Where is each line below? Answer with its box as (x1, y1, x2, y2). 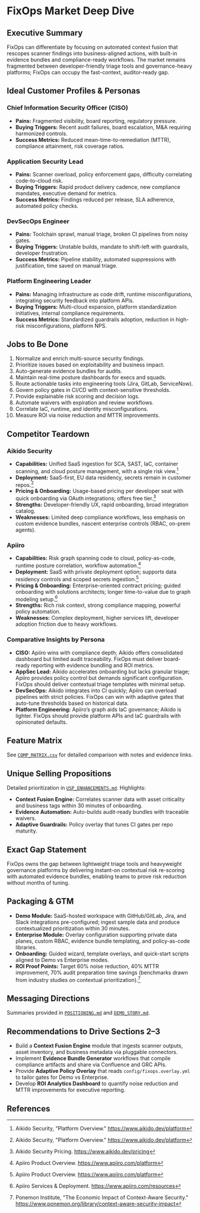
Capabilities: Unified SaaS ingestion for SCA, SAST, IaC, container (15, 460, 179, 467)
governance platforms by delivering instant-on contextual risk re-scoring (7, 867, 185, 874)
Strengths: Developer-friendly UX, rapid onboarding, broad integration (15, 501, 189, 508)
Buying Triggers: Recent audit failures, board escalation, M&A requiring (15, 123, 192, 131)
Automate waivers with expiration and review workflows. (15, 399, 154, 406)
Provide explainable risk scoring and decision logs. (15, 393, 140, 400)
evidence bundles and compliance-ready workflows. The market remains (7, 56, 186, 63)
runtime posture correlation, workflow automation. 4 (15, 561, 141, 569)
